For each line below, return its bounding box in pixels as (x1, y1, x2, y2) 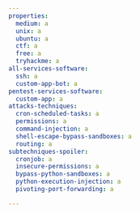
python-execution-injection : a (15, 177, 121, 186)
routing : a (15, 139, 53, 148)
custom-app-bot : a (15, 79, 78, 87)
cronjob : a (15, 155, 53, 163)
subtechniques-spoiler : (8, 147, 89, 155)
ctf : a (15, 42, 38, 50)
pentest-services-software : (8, 87, 104, 96)
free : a (15, 49, 42, 58)
